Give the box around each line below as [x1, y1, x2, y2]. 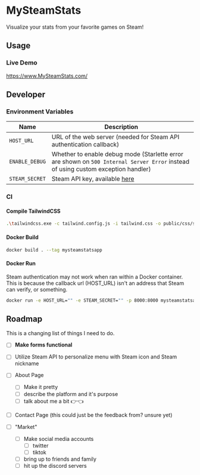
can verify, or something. [6, 286, 68, 293]
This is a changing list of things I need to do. [6, 330, 115, 337]
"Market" [14, 423, 37, 430]
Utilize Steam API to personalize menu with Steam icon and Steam [14, 353, 177, 360]
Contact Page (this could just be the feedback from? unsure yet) [14, 411, 173, 418]
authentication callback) [51, 140, 120, 149]
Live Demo [6, 59, 37, 67]
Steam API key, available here [51, 174, 135, 183]
